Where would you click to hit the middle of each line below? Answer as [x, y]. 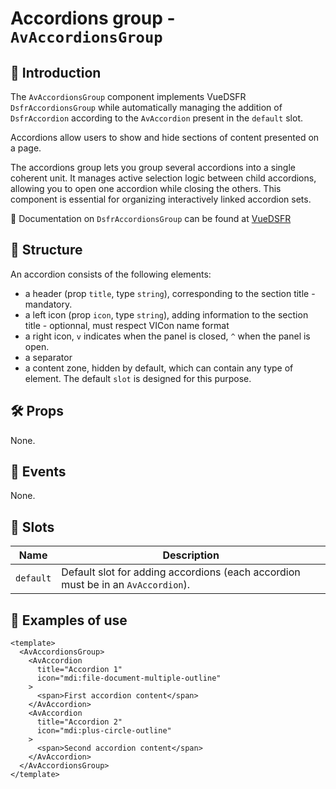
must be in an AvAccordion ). [126, 585]
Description [191, 555]
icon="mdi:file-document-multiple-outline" [129, 678]
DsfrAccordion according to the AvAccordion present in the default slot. [157, 118]
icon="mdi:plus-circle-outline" [104, 731]
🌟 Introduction [56, 72]
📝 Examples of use [69, 620]
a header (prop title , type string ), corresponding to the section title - [170, 293]
